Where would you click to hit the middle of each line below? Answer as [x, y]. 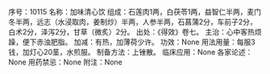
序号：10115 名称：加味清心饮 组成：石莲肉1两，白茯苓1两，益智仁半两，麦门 [135, 12]
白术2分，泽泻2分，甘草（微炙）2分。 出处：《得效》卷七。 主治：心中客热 [132, 32]
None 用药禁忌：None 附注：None [66, 62]
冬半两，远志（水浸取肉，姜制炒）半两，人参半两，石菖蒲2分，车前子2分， [133, 22]
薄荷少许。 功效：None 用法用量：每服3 [189, 42]
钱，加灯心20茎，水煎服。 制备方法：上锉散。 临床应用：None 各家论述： [131, 52]
